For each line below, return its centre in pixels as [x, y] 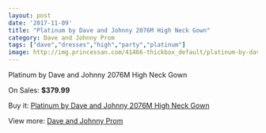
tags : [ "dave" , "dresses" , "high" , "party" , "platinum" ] [97, 45]
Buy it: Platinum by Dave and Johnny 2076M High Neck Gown [109, 105]
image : [19, 52]
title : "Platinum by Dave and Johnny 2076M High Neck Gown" [110, 30]
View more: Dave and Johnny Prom [66, 121]
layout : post [30, 15]
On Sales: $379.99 [39, 90]
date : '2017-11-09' [40, 23]
